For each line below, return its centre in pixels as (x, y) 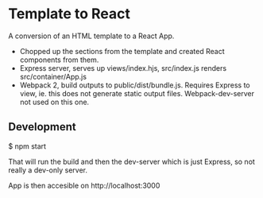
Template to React (70, 14)
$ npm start (27, 146)
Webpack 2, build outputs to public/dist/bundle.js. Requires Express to (135, 85)
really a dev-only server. (48, 170)
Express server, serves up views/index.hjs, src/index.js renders (123, 68)
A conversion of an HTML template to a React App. (91, 36)
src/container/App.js (53, 76)
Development (43, 127)
